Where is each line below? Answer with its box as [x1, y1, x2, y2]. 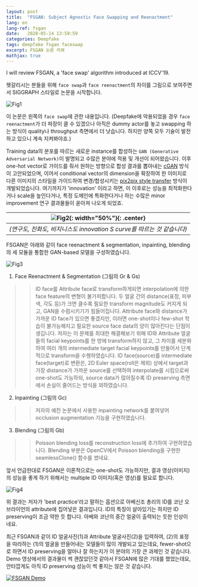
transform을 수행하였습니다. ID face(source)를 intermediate [51, 352, 192, 359]
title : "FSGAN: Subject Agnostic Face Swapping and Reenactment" [6, 14, 173, 20]
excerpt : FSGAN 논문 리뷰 [6, 47, 65, 53]
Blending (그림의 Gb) [14, 426, 65, 434]
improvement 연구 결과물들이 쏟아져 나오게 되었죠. [6, 199, 124, 206]
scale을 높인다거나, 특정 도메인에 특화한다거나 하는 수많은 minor [17, 192, 165, 199]
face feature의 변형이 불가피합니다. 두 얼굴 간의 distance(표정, [35, 293, 181, 300]
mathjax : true [6, 53, 41, 59]
